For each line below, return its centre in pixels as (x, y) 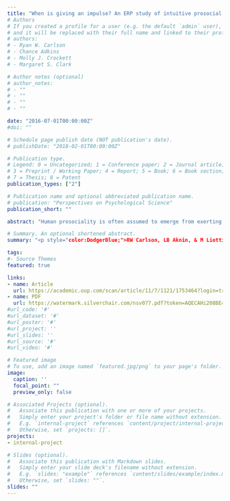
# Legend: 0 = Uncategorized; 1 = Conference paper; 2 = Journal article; (116, 165)
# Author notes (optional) (46, 77)
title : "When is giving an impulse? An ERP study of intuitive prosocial (115, 13)
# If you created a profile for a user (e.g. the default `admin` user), (115, 26)
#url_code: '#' (29, 310)
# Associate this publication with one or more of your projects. (107, 411)
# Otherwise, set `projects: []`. (59, 430)
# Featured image (32, 361)
